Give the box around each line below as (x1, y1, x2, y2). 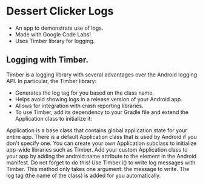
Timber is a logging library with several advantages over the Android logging (6, 71, 198, 78)
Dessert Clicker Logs (6, 4, 114, 18)
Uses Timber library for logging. (15, 37, 95, 44)
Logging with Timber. (6, 55, 89, 65)
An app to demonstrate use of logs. (15, 24, 104, 32)
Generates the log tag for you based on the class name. (15, 89, 155, 96)
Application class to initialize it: (15, 115, 92, 122)
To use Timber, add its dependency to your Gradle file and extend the (15, 108, 189, 116)
